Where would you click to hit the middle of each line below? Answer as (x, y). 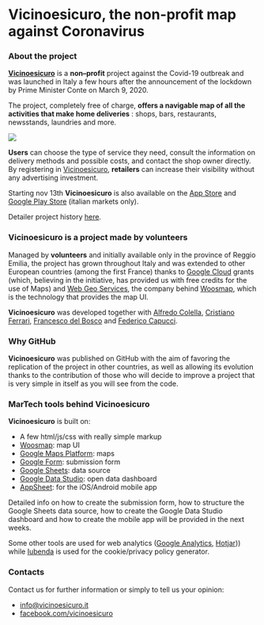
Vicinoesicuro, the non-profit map (123, 15)
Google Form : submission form (70, 462)
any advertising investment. (53, 178)
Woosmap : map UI (50, 445)
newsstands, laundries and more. (62, 122)
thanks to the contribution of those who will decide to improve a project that (132, 375)
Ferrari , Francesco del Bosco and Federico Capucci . (93, 320)
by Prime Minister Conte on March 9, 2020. (78, 90)
